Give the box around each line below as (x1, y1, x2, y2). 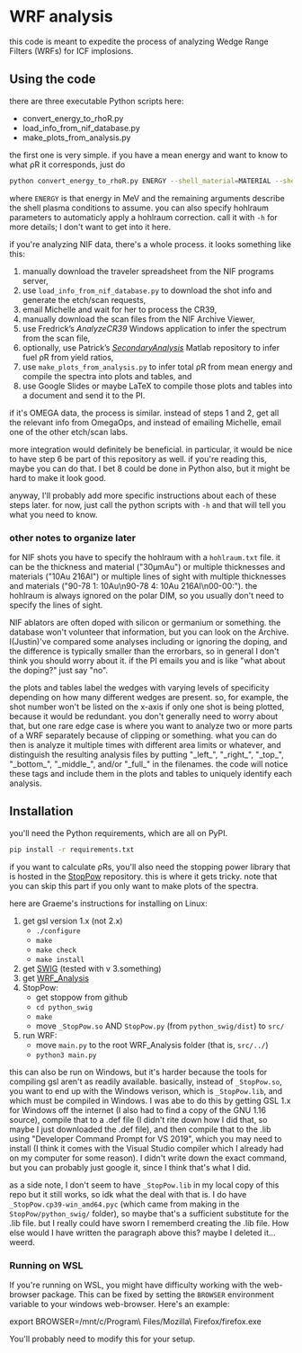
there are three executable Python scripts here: (9, 95, 184, 106)
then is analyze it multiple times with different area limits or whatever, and (9, 739, 281, 750)
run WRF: (22, 1029, 58, 1040)
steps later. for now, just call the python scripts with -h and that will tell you (9, 499, 286, 510)
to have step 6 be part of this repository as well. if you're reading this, (9, 453, 267, 464)
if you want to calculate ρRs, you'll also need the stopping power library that (9, 861, 291, 872)
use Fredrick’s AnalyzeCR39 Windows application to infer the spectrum (22, 323, 287, 334)
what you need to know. (9, 509, 98, 520)
